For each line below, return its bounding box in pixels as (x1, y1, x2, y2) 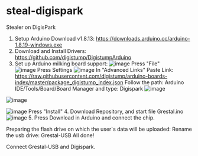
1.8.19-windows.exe (14, 41, 63, 48)
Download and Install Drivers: (14, 47, 87, 54)
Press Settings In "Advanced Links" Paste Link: (37, 66, 174, 73)
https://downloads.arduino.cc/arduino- (95, 35, 190, 42)
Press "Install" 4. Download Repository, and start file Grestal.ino (28, 108, 184, 115)
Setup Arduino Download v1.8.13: (14, 35, 95, 42)
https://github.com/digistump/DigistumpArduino (14, 54, 132, 61)
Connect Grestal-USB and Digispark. (6, 143, 96, 150)
